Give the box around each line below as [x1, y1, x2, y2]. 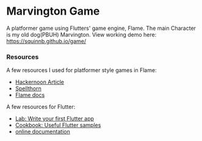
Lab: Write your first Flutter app [15, 115, 95, 123]
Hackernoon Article [15, 78, 65, 86]
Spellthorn [15, 85, 41, 92]
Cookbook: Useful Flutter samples [15, 121, 101, 129]
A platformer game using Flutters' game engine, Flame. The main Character [6, 24, 197, 32]
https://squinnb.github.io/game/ [6, 37, 87, 45]
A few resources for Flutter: [6, 103, 76, 110]
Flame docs [15, 92, 45, 99]
